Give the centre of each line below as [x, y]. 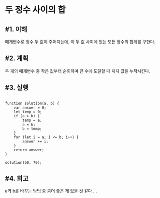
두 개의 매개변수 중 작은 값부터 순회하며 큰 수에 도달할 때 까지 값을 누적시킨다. [78, 71]
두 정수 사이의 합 [36, 10]
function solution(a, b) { [32, 103]
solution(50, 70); [23, 162]
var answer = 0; [30, 107]
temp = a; [32, 120]
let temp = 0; [28, 112]
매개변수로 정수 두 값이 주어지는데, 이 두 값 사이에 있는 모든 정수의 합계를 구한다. [80, 42]
